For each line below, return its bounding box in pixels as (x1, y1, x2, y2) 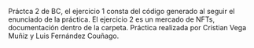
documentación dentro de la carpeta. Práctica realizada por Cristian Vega (8, 23, 247, 32)
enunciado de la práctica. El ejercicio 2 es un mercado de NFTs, (8, 15, 215, 24)
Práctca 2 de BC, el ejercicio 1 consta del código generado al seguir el (8, 7, 235, 15)
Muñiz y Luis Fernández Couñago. (8, 31, 120, 40)
